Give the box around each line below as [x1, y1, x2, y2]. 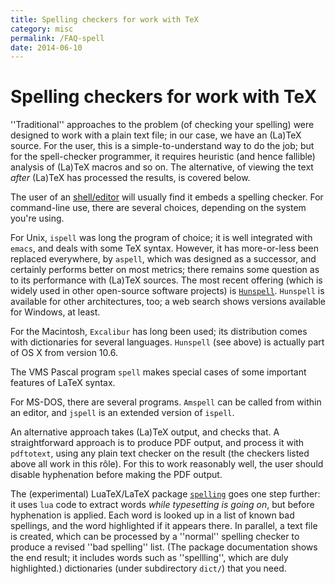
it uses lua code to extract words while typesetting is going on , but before [10, 499, 315, 511]
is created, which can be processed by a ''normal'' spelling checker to [10, 531, 300, 543]
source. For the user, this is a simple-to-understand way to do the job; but [10, 140, 315, 152]
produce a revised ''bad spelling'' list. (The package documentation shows [10, 541, 318, 553]
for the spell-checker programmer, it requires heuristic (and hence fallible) [10, 151, 316, 163]
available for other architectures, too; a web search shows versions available [10, 296, 326, 308]
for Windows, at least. [10, 306, 101, 318]
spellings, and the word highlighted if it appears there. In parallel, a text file [10, 520, 318, 532]
